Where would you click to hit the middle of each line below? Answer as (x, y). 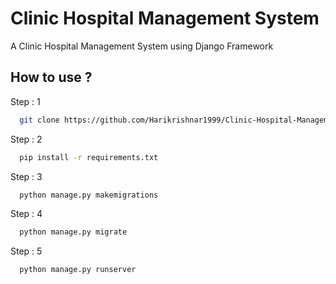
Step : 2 (26, 139)
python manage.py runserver (78, 270)
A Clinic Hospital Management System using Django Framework (142, 46)
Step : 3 (26, 176)
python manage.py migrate (73, 232)
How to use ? (51, 77)
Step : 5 (26, 251)
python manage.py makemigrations (89, 195)
